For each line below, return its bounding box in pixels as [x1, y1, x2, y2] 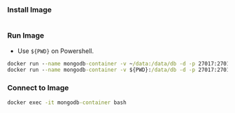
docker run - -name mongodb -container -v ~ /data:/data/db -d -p [7, 60, 196, 67]
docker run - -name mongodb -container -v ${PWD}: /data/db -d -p [7, 66, 196, 74]
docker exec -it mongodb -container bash [7, 99, 127, 106]
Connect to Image [7, 83, 69, 93]
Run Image [7, 31, 45, 40]
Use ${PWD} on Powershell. [17, 47, 94, 55]
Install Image [7, 5, 52, 15]
